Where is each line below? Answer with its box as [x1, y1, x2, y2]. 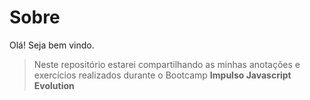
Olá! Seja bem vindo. [9, 39, 95, 51]
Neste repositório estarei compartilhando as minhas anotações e [33, 58, 301, 70]
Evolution [33, 79, 75, 91]
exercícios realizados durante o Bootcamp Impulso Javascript [33, 69, 292, 81]
